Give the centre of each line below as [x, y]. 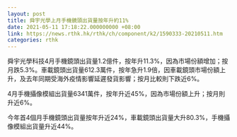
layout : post [27, 14]
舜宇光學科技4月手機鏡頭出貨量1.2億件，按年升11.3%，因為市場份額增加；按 [118, 61]
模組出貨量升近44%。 [45, 126]
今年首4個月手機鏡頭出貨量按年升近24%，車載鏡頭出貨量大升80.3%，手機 [116, 118]
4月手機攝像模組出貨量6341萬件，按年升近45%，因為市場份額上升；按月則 [116, 94]
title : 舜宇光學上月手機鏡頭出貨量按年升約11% [68, 20]
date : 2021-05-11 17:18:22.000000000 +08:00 [74, 27]
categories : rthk [33, 40]
